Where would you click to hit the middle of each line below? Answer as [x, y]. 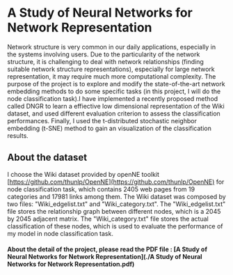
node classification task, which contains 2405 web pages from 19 [101, 189]
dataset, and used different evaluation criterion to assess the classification [114, 113]
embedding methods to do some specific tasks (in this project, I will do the [114, 91]
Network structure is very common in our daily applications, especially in [112, 47]
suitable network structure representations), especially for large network [111, 69]
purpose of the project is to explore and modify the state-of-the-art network [116, 84]
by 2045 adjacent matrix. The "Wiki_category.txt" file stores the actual [108, 219]
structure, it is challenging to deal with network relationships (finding [105, 61]
